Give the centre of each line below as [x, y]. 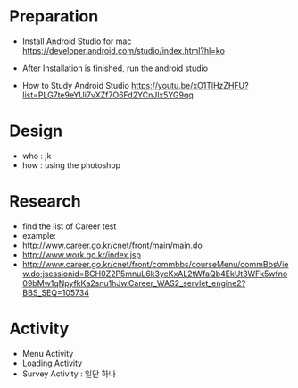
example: [39, 235]
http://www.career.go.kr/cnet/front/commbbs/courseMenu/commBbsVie [155, 264]
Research [46, 202]
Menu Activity [48, 353]
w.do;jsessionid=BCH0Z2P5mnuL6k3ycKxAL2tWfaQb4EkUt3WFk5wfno [155, 274]
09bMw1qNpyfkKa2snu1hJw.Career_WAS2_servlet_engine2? [134, 283]
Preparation [54, 17]
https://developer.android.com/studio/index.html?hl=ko [124, 50]
